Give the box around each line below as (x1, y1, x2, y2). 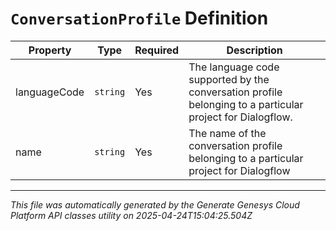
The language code (188, 60, 280, 74)
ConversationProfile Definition (10, 7, 269, 30)
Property (28, 43, 72, 57)
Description (226, 43, 283, 57)
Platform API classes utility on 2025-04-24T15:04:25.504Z (10, 209, 253, 221)
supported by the (188, 72, 270, 86)
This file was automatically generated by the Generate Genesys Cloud (10, 198, 300, 211)
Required (134, 43, 180, 57)
